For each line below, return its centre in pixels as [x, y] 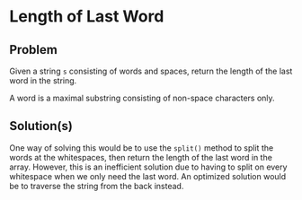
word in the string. [43, 81]
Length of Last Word [87, 17]
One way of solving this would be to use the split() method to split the [142, 148]
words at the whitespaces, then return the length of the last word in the [141, 157]
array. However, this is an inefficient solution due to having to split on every [148, 167]
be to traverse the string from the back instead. [97, 186]
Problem [34, 50]
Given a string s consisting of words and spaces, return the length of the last [151, 71]
